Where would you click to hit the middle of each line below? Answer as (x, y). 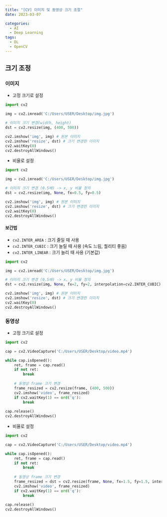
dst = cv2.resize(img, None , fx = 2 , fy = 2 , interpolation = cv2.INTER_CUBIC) (83, 284)
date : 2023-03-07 (23, 14)
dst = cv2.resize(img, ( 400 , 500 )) (42, 128)
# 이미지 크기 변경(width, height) (38, 123)
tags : (11, 37)
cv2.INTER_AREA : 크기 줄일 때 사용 (46, 240)
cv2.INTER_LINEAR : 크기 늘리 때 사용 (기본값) (56, 252)
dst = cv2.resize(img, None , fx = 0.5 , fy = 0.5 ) (53, 193)
